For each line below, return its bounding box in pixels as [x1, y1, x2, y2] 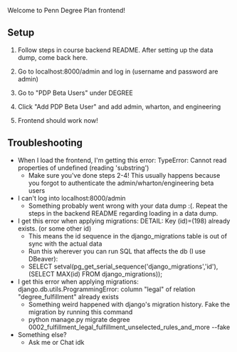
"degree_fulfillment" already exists [17, 292, 120, 301]
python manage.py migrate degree [28, 315, 130, 323]
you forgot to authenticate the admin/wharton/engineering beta [28, 178, 214, 187]
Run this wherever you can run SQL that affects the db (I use [28, 246, 206, 256]
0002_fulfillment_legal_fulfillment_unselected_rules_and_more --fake [28, 323, 231, 331]
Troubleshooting [7, 137, 83, 149]
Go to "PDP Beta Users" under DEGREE [17, 89, 133, 97]
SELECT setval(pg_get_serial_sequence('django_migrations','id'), [28, 262, 218, 271]
